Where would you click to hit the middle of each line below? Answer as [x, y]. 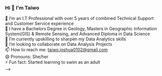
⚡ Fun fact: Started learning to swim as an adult [53, 62]
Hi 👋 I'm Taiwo [22, 8]
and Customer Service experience [40, 23]
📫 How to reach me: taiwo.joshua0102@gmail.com [57, 50]
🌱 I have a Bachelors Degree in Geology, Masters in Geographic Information [81, 29]
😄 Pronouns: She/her [27, 57]
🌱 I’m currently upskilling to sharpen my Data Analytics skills [66, 39]
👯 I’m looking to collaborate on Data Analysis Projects [59, 44]
